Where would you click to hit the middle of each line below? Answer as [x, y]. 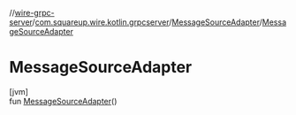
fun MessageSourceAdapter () [63, 101]
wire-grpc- [34, 13]
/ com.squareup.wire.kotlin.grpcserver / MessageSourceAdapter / [148, 22]
